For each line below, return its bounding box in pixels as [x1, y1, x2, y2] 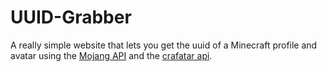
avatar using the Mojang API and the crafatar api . [10, 49, 213, 61]
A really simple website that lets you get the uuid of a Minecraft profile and [10, 39, 318, 51]
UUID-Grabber [10, 6, 132, 29]
